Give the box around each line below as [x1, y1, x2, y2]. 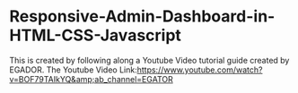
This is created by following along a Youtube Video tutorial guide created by [9, 55, 290, 65]
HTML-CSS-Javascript [9, 25, 182, 46]
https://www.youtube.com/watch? [136, 64, 263, 75]
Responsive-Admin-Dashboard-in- [9, 6, 276, 27]
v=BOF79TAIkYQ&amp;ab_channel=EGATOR [9, 73, 173, 84]
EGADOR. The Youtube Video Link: [9, 64, 137, 75]
